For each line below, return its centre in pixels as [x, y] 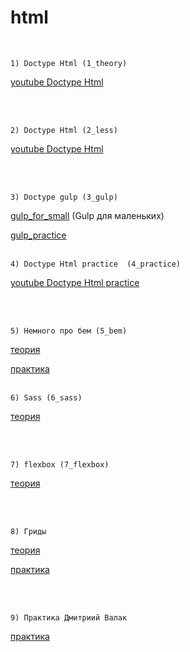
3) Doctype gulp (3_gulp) [64, 197]
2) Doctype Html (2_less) [64, 130]
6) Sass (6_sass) [46, 397]
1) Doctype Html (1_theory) [69, 63]
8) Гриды [28, 531]
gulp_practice [38, 235]
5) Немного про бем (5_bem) [69, 331]
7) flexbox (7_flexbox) [60, 464]
